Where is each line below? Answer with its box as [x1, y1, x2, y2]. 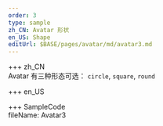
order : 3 [8, 11, 37, 20]
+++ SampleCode [8, 103, 66, 112]
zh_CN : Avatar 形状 [8, 26, 70, 34]
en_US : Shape [8, 33, 51, 41]
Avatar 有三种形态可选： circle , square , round [8, 71, 155, 81]
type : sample [8, 19, 51, 27]
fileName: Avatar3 [8, 110, 67, 120]
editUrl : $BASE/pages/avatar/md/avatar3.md [8, 41, 153, 49]
